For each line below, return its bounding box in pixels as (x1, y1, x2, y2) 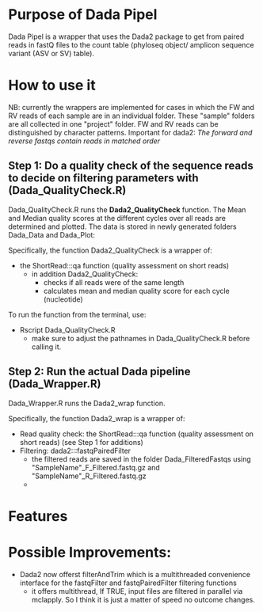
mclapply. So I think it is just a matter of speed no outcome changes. (31, 595, 255, 604)
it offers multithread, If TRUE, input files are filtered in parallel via (31, 586, 243, 595)
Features (8, 507, 68, 525)
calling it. (31, 342, 62, 352)
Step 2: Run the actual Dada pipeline (8, 365, 191, 378)
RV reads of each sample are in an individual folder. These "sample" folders (8, 111, 255, 120)
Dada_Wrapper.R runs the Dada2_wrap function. (8, 398, 166, 408)
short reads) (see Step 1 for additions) (19, 437, 144, 447)
